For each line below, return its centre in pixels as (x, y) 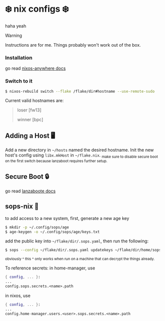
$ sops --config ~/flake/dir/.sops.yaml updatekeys (59, 250)
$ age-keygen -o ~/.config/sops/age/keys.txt (52, 232)
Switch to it (19, 81)
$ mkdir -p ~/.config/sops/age (37, 227)
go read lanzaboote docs (30, 191)
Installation (19, 57)
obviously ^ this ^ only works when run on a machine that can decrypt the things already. (80, 259)
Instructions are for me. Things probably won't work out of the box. (73, 45)
